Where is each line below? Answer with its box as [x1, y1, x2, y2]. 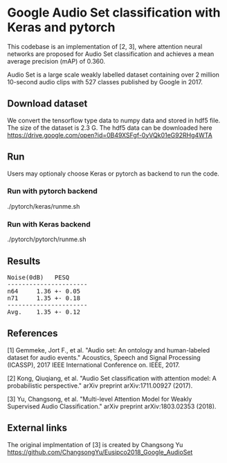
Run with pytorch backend [7, 187, 98, 196]
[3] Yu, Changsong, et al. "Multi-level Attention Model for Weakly [7, 395, 192, 403]
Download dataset [7, 98, 88, 110]
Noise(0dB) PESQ [7, 273, 70, 281]
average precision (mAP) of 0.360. [7, 57, 106, 65]
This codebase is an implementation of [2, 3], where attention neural [7, 42, 203, 50]
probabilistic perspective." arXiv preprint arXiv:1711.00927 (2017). [7, 381, 193, 390]
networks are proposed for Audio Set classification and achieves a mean [7, 50, 215, 58]
